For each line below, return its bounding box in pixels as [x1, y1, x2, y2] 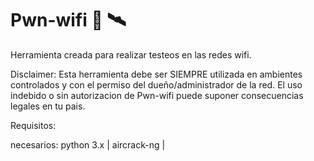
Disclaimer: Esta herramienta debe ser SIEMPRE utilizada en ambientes [10, 68, 303, 80]
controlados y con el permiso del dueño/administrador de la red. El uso [10, 78, 303, 91]
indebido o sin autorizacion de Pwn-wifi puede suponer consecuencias [10, 89, 304, 101]
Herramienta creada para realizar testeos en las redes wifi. [10, 48, 252, 61]
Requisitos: [10, 119, 57, 131]
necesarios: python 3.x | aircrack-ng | [10, 138, 166, 151]
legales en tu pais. [10, 100, 86, 112]
